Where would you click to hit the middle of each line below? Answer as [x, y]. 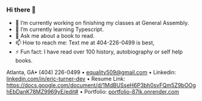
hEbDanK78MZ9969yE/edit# [42, 92]
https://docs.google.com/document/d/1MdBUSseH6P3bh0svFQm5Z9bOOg [101, 85]
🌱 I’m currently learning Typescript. [59, 29]
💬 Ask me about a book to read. [55, 36]
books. [24, 61]
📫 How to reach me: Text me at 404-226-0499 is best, [85, 43]
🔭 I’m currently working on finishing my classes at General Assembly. [102, 23]
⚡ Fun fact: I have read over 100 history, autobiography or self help [99, 52]
